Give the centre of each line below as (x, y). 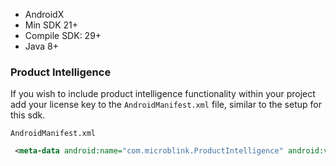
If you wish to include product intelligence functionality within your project (163, 94)
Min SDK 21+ (51, 25)
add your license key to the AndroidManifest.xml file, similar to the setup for (166, 105)
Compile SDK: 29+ (63, 35)
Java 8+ (41, 46)
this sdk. (28, 115)
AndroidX (44, 14)
